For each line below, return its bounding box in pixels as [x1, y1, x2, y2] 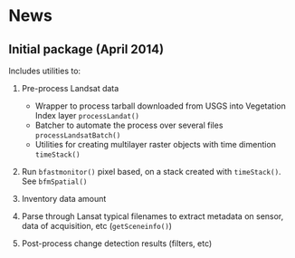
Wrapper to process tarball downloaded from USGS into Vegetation [34, 100, 286, 111]
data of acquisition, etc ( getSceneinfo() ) [21, 221, 173, 231]
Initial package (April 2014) [8, 42, 165, 57]
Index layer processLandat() [34, 110, 140, 120]
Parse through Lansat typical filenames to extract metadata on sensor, [21, 211, 284, 222]
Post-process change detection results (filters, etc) [21, 238, 213, 249]
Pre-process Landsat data [21, 83, 119, 93]
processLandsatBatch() [34, 131, 121, 140]
